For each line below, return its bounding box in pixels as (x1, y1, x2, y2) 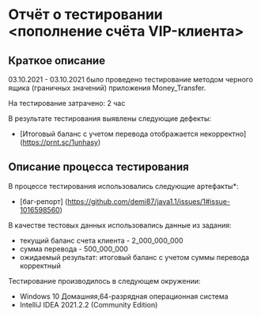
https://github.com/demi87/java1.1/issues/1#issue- (66, 196, 231, 206)
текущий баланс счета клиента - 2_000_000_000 (19, 236, 183, 245)
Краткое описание (8, 54, 105, 67)
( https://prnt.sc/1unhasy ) (19, 138, 101, 147)
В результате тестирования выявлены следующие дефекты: (8, 114, 212, 123)
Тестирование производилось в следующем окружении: (8, 276, 201, 285)
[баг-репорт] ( (19, 196, 68, 206)
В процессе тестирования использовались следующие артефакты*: (8, 181, 239, 191)
